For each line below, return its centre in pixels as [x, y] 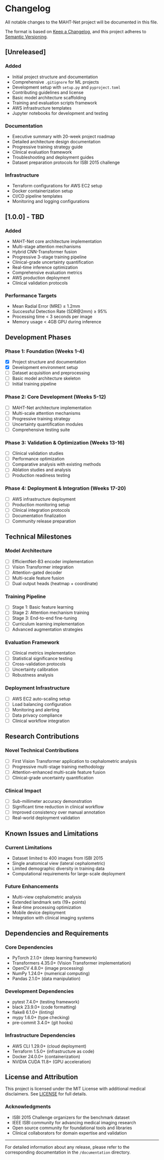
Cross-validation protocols [39, 664]
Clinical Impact [23, 791]
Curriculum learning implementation [48, 624]
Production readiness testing [41, 476]
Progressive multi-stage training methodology [58, 767]
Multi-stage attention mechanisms [47, 246]
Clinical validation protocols [40, 283]
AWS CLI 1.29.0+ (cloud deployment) [49, 1046]
